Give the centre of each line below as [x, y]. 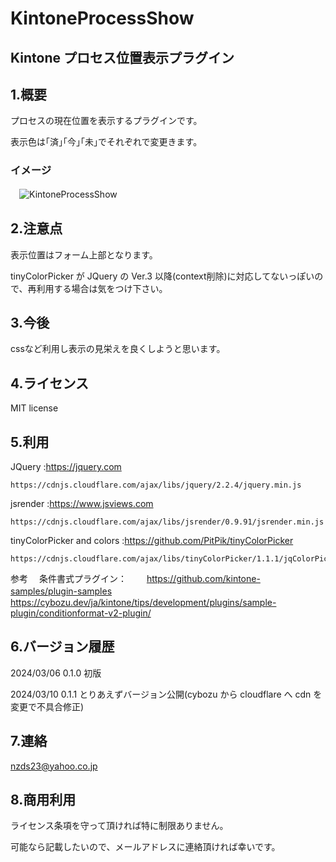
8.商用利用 [43, 799]
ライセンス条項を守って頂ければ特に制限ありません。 [119, 826]
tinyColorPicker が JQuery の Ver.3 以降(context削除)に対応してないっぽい [162, 276]
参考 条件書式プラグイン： [68, 578]
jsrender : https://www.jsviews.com [82, 503]
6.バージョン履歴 [62, 647]
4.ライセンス [50, 383]
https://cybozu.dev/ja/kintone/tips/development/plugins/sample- [143, 602]
